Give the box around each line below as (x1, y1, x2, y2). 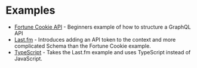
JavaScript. (14, 55, 43, 62)
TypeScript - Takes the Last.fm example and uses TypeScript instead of (14, 48, 191, 55)
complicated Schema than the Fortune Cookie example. (14, 42, 152, 50)
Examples (5, 4, 56, 17)
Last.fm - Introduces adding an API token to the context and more (14, 36, 176, 43)
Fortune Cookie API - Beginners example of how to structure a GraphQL (14, 23, 192, 30)
